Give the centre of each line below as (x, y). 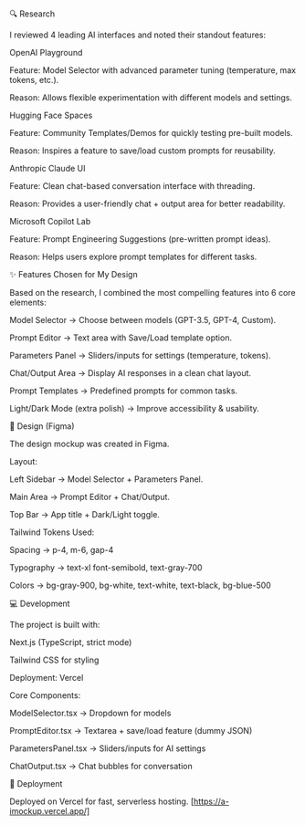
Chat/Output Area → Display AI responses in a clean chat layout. (131, 373)
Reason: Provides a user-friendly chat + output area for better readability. (147, 204)
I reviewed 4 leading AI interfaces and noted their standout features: (138, 35)
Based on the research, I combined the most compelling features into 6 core (152, 292)
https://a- (211, 801)
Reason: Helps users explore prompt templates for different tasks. (133, 256)
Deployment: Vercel (47, 678)
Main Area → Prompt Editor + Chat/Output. (90, 497)
